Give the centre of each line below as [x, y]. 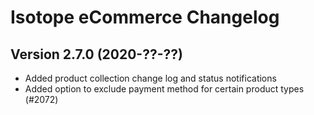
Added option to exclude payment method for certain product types [164, 89]
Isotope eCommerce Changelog [145, 17]
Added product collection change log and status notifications [150, 78]
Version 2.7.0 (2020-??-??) [96, 54]
